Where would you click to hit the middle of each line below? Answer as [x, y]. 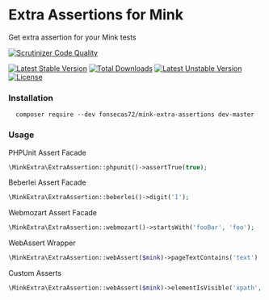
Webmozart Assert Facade [53, 213]
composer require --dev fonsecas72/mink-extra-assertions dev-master [135, 115]
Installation [31, 98]
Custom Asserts [35, 273]
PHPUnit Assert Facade [48, 152]
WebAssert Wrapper [42, 243]
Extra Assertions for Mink [96, 15]
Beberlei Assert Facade [47, 182]
